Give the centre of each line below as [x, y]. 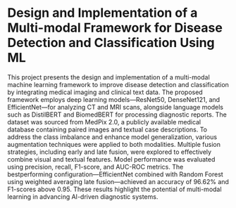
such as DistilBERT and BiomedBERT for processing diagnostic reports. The [117, 115]
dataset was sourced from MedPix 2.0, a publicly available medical [104, 122]
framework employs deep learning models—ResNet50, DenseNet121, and [114, 99]
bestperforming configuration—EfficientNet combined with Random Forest [115, 174]
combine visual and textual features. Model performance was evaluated [111, 159]
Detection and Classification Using [111, 43]
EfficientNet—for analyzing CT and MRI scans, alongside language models [116, 107]
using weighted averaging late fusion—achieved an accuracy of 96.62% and [118, 181]
